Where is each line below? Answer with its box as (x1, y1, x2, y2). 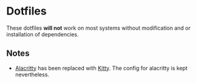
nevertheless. (15, 71, 50, 78)
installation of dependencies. (6, 30, 79, 38)
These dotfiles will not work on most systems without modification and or (6, 24, 191, 32)
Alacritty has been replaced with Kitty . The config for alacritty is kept (15, 64, 188, 71)
